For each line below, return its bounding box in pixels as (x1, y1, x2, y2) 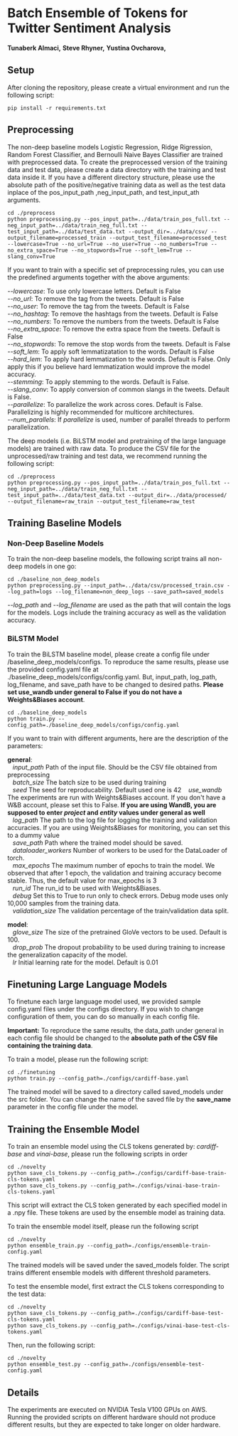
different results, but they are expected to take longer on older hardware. (7, 1420, 221, 1429)
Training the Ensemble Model (7, 1123, 140, 1135)
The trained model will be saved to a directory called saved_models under (7, 1087, 224, 1096)
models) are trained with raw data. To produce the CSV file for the (7, 444, 200, 452)
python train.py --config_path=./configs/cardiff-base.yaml (7, 1075, 190, 1083)
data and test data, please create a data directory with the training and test (7, 165, 226, 174)
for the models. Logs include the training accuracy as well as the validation (7, 608, 226, 617)
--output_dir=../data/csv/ (128, 228, 208, 235)
